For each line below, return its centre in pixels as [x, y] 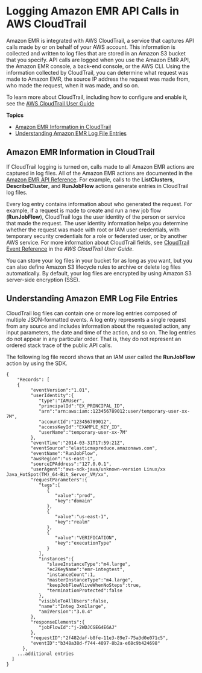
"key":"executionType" [83, 543]
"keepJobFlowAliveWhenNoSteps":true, [94, 585]
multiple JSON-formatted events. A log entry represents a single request [96, 319]
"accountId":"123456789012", [75, 422]
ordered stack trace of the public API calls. [59, 345]
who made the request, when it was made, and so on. [73, 85]
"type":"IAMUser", [62, 401]
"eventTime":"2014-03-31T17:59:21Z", [78, 443]
